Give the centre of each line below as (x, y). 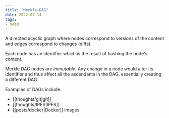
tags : (11, 19)
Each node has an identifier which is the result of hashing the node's (76, 54)
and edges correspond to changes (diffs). (48, 44)
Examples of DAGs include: (33, 90)
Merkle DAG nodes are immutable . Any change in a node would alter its (79, 69)
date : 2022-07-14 (23, 15)
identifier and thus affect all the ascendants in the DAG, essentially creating (83, 74)
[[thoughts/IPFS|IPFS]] (36, 105)
